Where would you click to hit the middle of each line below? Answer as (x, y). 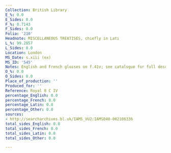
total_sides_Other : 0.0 (31, 138)
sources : (15, 114)
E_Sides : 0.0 (19, 19)
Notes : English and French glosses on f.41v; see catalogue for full (81, 67)
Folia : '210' (19, 34)
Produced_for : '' (24, 86)
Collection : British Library (36, 10)
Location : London (24, 53)
